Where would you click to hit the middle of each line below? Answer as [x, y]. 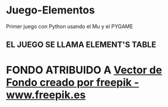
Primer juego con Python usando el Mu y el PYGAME [70, 26]
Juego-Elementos [51, 10]
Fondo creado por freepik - [73, 82]
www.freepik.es [46, 95]
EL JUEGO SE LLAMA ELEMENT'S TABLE [81, 45]
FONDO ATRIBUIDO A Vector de [84, 70]
